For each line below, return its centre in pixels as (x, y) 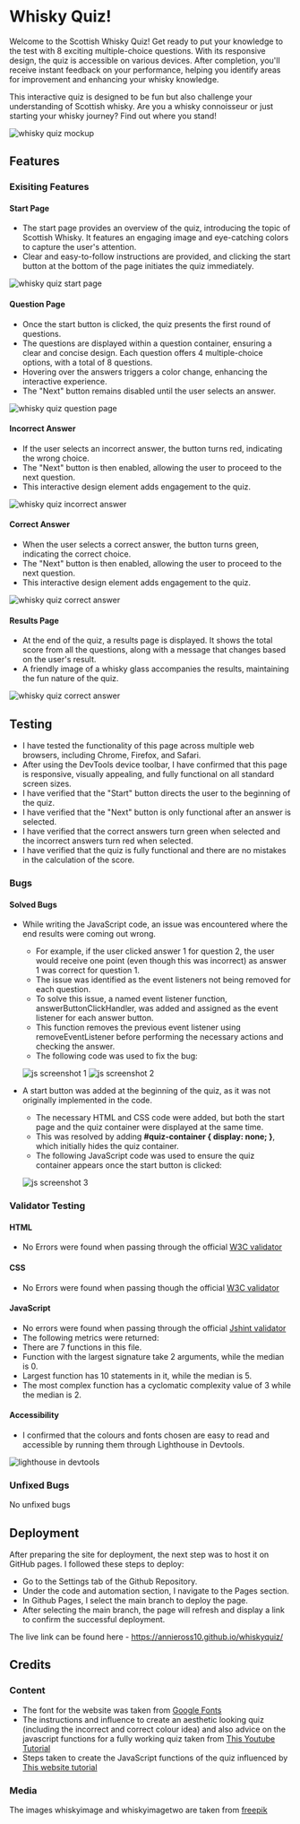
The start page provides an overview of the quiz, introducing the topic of (156, 228)
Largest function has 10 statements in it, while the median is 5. (137, 1375)
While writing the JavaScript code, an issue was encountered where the (155, 924)
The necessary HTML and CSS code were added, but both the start (160, 1118)
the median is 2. (52, 1395)
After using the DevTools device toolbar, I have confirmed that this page (155, 765)
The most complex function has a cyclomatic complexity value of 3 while (156, 1385)
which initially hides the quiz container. (107, 1146)
